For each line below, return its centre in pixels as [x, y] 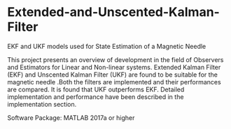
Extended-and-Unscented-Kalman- [114, 12]
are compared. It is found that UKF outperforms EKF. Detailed [96, 89]
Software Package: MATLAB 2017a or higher [71, 117]
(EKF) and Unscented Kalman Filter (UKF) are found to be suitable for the [113, 75]
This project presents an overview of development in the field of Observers [115, 59]
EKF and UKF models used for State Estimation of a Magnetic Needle [107, 46]
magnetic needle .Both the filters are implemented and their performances [114, 82]
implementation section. [42, 104]
